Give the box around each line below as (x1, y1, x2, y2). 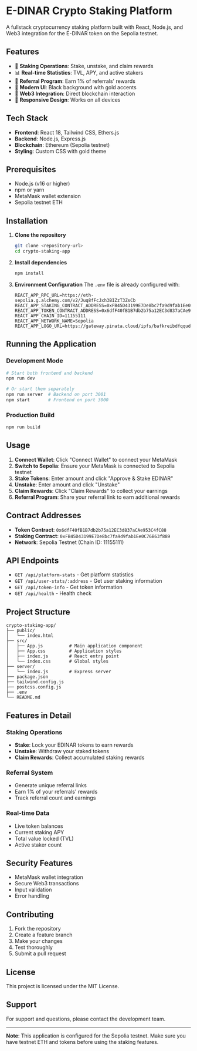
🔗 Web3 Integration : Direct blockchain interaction (14, 90, 135, 97)
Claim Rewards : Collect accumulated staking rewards (14, 754, 145, 761)
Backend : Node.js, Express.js (14, 135, 86, 142)
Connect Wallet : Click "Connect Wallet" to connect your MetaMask (14, 456, 178, 463)
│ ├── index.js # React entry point (6, 653, 119, 659)
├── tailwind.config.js (6, 679, 64, 685)
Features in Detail (6, 710, 72, 720)
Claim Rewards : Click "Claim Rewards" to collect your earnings (14, 487, 168, 494)
